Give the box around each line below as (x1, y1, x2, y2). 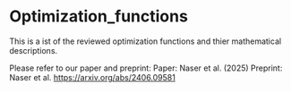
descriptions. (9, 45, 58, 55)
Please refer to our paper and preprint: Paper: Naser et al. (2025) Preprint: (9, 63, 283, 73)
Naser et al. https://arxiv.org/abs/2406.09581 (9, 71, 176, 82)
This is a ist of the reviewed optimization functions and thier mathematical (9, 36, 282, 46)
